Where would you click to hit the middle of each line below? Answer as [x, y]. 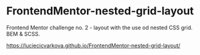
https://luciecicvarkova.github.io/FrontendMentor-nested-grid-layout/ [93, 45]
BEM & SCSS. [23, 33]
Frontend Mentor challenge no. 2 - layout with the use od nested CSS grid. [99, 27]
